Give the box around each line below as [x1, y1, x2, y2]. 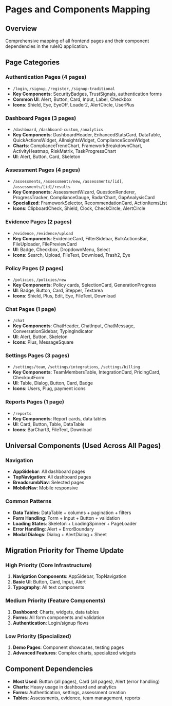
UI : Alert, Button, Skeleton [12, 333, 68, 340]
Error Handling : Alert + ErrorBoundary [12, 526, 94, 532]
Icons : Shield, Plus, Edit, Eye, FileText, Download [12, 292, 116, 299]
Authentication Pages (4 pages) [5, 74, 87, 81]
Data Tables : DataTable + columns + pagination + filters [12, 509, 131, 516]
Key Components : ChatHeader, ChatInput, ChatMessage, [12, 323, 135, 329]
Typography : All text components [12, 584, 85, 590]
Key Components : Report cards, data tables [12, 415, 107, 421]
